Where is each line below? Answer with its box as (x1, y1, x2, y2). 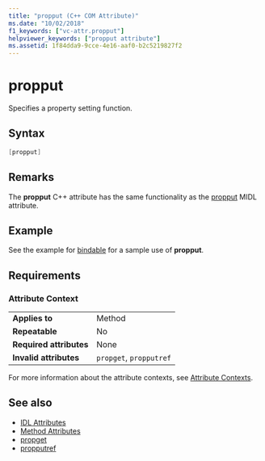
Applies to (12, 312, 53, 324)
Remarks (8, 170, 55, 184)
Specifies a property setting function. (8, 103, 133, 113)
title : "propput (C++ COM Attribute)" (8, 11, 139, 20)
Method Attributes (19, 425, 81, 436)
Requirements (8, 268, 81, 283)
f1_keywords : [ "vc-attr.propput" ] (8, 27, 125, 35)
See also (8, 396, 53, 410)
